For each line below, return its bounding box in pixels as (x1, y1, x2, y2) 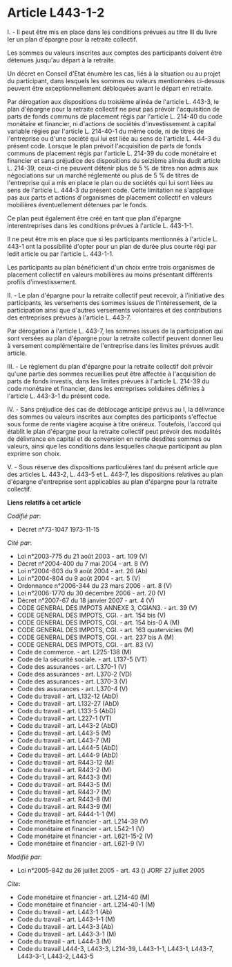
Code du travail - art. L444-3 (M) (17, 937, 112, 946)
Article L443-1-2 (7, 5, 105, 21)
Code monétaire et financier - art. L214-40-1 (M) (17, 900, 155, 909)
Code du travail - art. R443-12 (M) (17, 758, 115, 767)
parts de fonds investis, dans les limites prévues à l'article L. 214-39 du (7, 376, 209, 385)
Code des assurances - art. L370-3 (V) (17, 677, 128, 686)
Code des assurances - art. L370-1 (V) (17, 662, 127, 670)
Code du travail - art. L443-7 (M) (17, 736, 111, 744)
